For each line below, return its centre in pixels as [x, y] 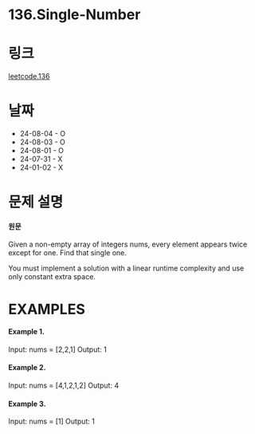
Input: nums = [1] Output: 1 [52, 421]
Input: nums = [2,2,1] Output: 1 [58, 349]
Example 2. [27, 368]
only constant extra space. [52, 277]
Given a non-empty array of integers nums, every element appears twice [128, 244]
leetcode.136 [29, 77]
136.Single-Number [75, 15]
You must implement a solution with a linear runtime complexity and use [126, 268]
